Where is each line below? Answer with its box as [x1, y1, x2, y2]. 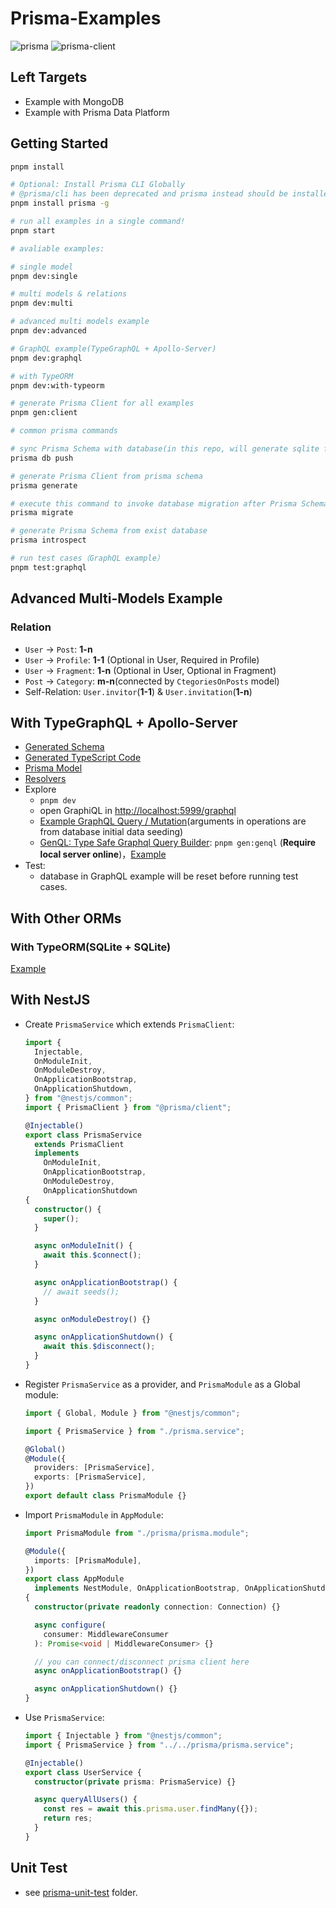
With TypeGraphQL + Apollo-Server [10, 714, 238, 731]
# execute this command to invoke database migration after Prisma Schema [10, 498, 329, 509]
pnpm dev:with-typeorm [10, 380, 105, 391]
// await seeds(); [43, 1287, 120, 1297]
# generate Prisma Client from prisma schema [10, 471, 203, 481]
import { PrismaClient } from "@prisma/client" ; [24, 1102, 232, 1112]
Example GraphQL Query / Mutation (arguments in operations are [39, 815, 307, 827]
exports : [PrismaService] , [34, 1472, 147, 1482]
